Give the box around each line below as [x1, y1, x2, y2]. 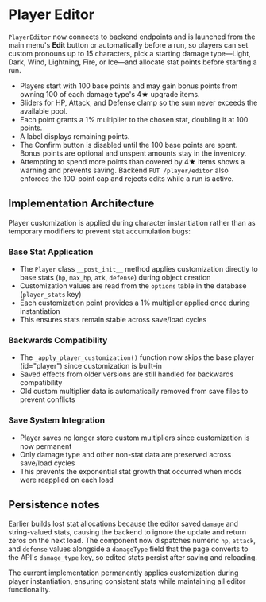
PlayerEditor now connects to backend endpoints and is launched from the [8, 32, 256, 41]
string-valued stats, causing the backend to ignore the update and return [8, 527, 247, 537]
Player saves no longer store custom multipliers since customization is [19, 433, 250, 442]
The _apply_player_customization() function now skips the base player [19, 353, 254, 362]
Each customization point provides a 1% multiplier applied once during [19, 298, 250, 307]
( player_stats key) [19, 290, 82, 299]
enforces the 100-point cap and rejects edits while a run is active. [19, 173, 234, 183]
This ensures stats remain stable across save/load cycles [19, 315, 207, 325]
